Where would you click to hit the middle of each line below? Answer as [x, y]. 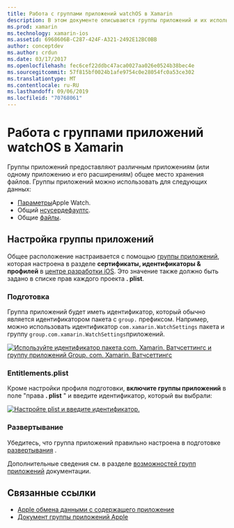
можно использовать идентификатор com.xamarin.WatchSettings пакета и [116, 327]
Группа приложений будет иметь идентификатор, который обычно [106, 312]
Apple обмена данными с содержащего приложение [96, 510]
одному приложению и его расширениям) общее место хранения [106, 174]
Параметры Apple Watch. [54, 203]
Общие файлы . [39, 217]
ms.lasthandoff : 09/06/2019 [48, 91]
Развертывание [36, 427]
